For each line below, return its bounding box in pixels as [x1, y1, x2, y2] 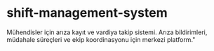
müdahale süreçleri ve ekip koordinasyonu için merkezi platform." [6, 35, 196, 43]
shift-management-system [6, 5, 168, 21]
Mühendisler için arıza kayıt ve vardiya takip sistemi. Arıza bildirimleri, [6, 28, 208, 36]
